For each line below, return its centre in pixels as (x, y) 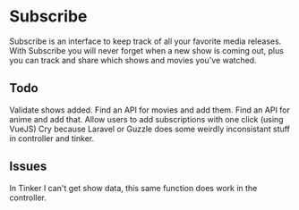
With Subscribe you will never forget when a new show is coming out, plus (147, 50)
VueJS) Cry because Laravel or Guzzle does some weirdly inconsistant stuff (150, 129)
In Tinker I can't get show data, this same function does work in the (133, 188)
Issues (28, 167)
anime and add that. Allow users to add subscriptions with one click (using (146, 119)
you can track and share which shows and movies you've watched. (133, 60)
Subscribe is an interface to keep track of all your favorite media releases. (145, 41)
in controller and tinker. (52, 138)
